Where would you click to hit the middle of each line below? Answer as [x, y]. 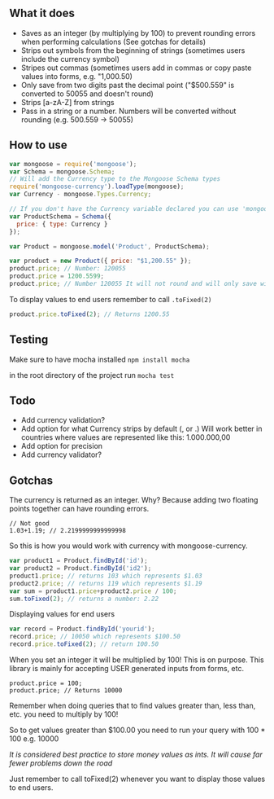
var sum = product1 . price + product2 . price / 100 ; [93, 591]
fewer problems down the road [61, 763]
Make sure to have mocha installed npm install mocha [100, 359]
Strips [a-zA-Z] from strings [67, 102]
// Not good [29, 524]
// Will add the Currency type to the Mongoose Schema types [115, 179]
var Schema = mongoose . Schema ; [62, 171]
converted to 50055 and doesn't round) [87, 94]
